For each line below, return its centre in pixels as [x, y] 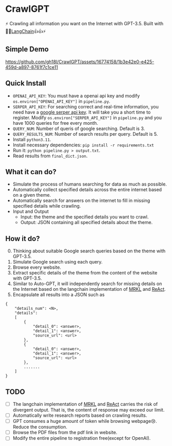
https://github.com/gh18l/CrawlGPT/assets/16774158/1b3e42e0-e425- [80, 62]
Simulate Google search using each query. [58, 262]
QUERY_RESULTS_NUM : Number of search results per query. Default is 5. [85, 134]
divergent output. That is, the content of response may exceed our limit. [89, 410]
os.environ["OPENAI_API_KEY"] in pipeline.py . [61, 101]
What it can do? [31, 172]
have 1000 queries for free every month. [55, 123]
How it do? [23, 239]
